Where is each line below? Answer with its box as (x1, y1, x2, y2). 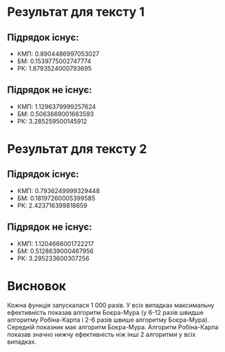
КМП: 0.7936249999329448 (17, 186, 100, 195)
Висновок (7, 278, 67, 294)
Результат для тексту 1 (7, 4, 145, 20)
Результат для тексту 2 (7, 142, 147, 157)
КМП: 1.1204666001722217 (17, 239, 94, 247)
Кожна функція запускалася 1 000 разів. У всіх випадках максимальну (7, 300, 215, 309)
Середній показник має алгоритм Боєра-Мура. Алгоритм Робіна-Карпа (7, 322, 219, 331)
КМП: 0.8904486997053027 (17, 49, 100, 58)
